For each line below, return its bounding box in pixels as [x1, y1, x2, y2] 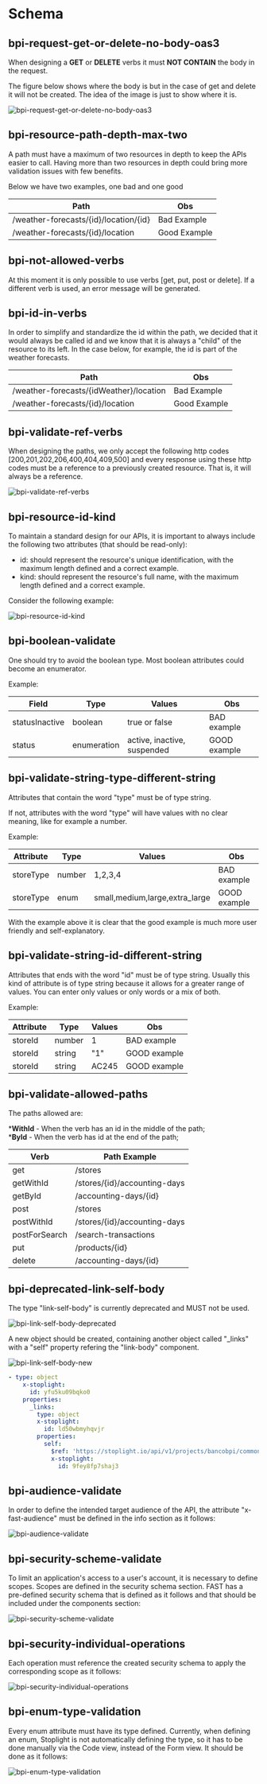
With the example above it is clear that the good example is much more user [8, 917, 257, 927]
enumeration [72, 739, 120, 750]
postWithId [12, 1216, 53, 1227]
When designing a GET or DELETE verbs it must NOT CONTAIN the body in [8, 57, 255, 67]
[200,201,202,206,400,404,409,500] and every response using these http [8, 455, 252, 464]
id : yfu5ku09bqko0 [29, 1388, 91, 1396]
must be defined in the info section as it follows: [58, 1514, 216, 1523]
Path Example [103, 1151, 157, 1162]
